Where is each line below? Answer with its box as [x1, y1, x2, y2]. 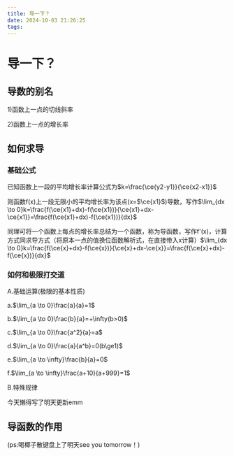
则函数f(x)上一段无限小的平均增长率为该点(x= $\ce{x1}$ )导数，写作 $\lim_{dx [7, 197, 225, 206]
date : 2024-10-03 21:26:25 [7, 17, 86, 24]
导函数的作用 [7, 420, 63, 432]
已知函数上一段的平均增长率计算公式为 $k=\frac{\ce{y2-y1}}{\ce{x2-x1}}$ [7, 183, 217, 191]
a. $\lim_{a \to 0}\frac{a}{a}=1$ [7, 301, 96, 310]
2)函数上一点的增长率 [7, 120, 68, 129]
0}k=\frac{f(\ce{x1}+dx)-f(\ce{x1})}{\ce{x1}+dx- [16, 206, 154, 214]
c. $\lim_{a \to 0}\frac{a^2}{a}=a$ [7, 328, 103, 336]
